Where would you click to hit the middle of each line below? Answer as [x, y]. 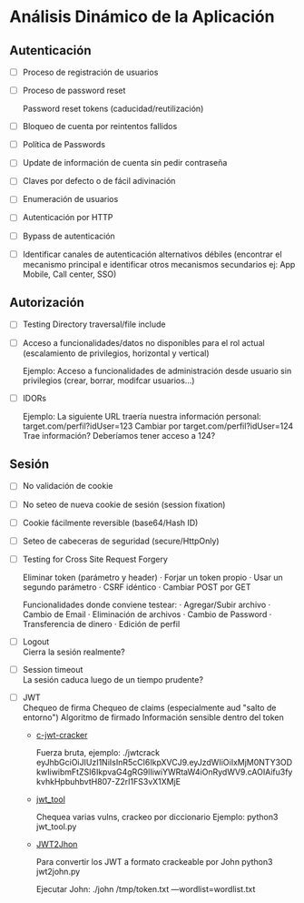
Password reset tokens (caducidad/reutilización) [113, 109]
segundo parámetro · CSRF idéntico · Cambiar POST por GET [137, 587]
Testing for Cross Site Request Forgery [95, 559]
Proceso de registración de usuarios [90, 72]
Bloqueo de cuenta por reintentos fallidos [100, 127]
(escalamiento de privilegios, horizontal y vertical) [116, 353]
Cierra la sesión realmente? [74, 652]
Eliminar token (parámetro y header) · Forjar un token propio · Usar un [152, 577]
